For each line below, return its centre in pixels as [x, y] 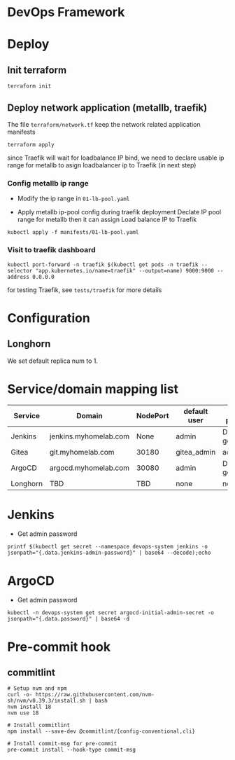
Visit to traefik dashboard [51, 250]
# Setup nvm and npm [37, 689]
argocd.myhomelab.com [90, 468]
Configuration [49, 318]
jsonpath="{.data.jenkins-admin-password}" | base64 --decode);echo [109, 553]
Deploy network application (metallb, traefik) [107, 108]
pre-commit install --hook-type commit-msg [72, 750]
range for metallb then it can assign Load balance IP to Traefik [107, 220]
